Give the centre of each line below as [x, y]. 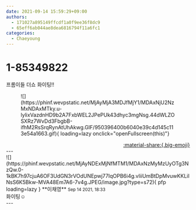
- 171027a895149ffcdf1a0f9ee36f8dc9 [56, 22]
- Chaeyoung [26, 39]
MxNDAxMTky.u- [41, 108]
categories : [20, 33]
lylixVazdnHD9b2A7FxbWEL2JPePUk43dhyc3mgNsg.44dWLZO [98, 115]
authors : [17, 17]
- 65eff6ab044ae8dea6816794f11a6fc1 [56, 28]
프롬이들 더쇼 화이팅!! [30, 84]
